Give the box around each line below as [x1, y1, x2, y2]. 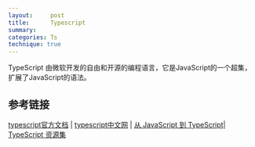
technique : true [8, 41, 61, 48]
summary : [8, 26, 37, 34]
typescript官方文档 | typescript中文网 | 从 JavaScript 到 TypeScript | [8, 120, 226, 129]
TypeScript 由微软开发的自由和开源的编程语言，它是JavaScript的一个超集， [8, 63, 252, 73]
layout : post [8, 11, 65, 20]
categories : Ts [8, 33, 58, 41]
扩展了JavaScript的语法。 [8, 73, 92, 82]
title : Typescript [8, 19, 86, 27]
